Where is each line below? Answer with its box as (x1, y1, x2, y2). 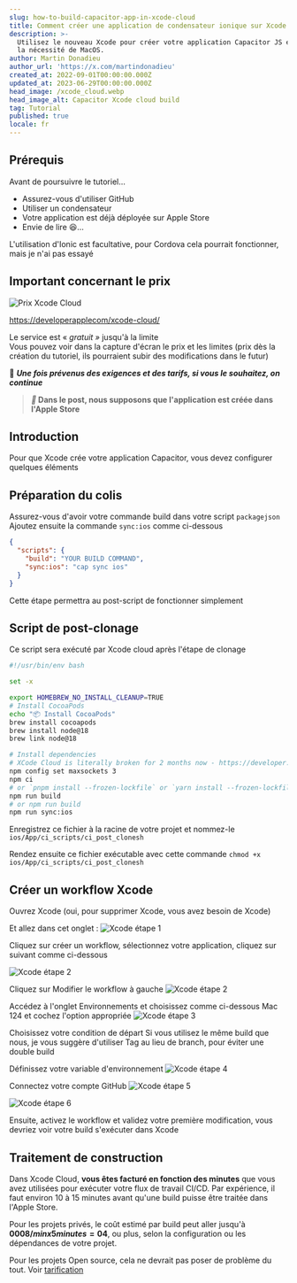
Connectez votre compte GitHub (9, 1081, 127, 1092)
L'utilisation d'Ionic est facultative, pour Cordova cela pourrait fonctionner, (9, 238, 279, 249)
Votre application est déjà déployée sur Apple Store (21, 212, 210, 222)
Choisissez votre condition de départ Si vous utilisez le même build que (9, 1028, 270, 1039)
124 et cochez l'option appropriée (9, 1010, 133, 1021)
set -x (9, 677, 34, 686)
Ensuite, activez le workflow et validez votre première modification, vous (9, 1115, 273, 1125)
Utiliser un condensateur (21, 203, 112, 213)
